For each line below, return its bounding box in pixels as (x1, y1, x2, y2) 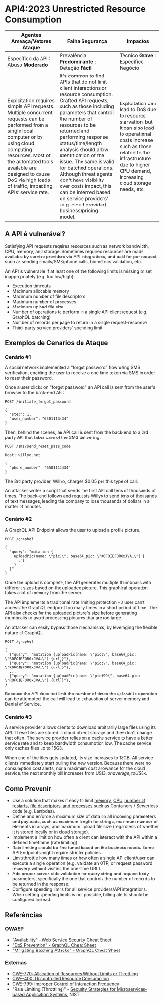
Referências (5, 911, 43, 919)
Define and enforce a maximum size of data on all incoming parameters (12, 813, 156, 819)
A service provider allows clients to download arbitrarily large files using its (5, 724, 156, 730)
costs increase (119, 136, 153, 143)
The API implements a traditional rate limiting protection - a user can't (5, 599, 145, 605)
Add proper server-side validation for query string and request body (12, 871, 149, 876)
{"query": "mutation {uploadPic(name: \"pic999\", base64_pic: (9, 673, 141, 678)
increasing (119, 173, 144, 180)
